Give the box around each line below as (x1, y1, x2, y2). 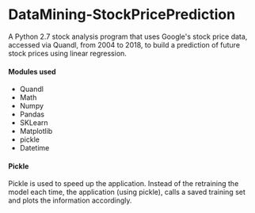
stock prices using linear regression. (8, 48, 127, 58)
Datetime (19, 143, 50, 153)
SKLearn (19, 118, 49, 127)
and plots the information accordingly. (8, 196, 132, 205)
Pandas (19, 109, 45, 120)
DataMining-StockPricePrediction (8, 6, 236, 24)
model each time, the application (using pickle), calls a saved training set (8, 188, 245, 197)
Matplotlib (19, 127, 53, 136)
